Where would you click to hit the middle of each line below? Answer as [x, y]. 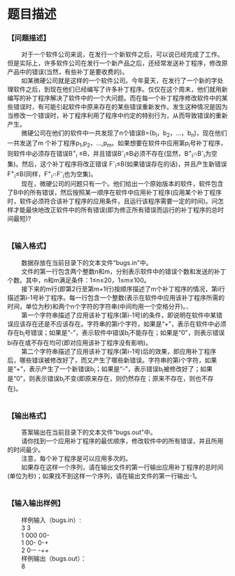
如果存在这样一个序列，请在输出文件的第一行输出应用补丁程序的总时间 [122, 467]
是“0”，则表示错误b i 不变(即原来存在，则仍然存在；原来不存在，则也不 [107, 380]
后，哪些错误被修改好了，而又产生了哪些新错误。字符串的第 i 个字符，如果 [112, 360]
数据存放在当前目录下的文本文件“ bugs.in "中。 [87, 262]
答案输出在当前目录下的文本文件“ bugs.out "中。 [89, 432]
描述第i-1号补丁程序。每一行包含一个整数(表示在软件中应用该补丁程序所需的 [116, 297]
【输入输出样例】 [36, 503]
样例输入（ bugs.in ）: [51, 520]
